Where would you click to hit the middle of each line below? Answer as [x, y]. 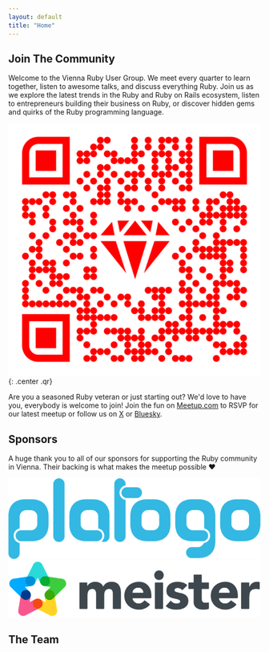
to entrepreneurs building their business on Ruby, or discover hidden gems [131, 103]
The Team [34, 640]
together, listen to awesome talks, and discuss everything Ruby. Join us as [131, 87]
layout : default [35, 17]
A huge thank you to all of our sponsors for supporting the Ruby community [133, 459]
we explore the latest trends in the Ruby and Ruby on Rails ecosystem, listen [134, 95]
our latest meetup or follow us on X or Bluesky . [85, 414]
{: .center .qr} [31, 381]
